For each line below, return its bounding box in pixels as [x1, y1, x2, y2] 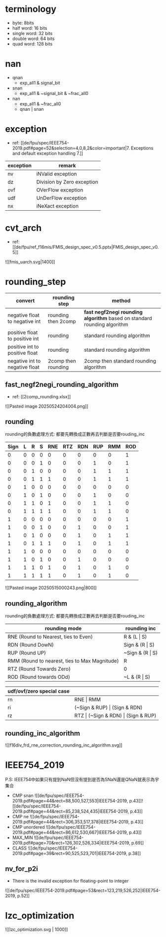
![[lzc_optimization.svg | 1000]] [5, 926, 68, 932]
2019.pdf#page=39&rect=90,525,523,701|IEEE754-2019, [12, 850, 127, 856]
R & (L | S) [123, 633, 147, 640]
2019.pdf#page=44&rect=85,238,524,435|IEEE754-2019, [12, 808, 129, 814]
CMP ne [12, 813, 29, 819]
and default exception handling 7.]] [12, 150, 83, 156]
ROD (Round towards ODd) [7, 674, 70, 681]
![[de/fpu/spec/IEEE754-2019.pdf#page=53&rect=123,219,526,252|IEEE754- [5, 887, 161, 893]
